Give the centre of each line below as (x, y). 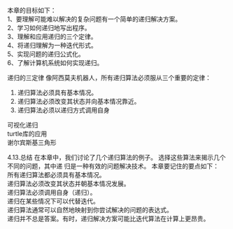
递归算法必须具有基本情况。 (57, 92)
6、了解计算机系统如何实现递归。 (55, 63)
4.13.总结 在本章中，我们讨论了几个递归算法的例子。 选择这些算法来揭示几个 (116, 157)
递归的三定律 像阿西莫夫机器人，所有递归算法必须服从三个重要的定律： (109, 78)
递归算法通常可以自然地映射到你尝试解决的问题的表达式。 (90, 210)
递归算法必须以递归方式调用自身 (63, 110)
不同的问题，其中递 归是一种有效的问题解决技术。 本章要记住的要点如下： (113, 166)
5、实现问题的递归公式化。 (46, 54)
